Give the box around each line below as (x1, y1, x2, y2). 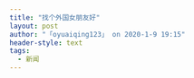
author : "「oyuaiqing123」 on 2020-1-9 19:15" (9, 30, 186, 39)
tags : (9, 47, 30, 56)
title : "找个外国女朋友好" (9, 13, 101, 22)
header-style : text (9, 38, 83, 48)
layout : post (9, 22, 59, 30)
